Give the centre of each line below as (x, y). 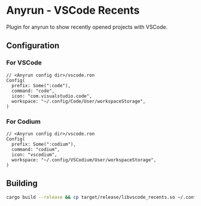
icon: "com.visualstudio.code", (52, 96)
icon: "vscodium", (35, 155)
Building (22, 184)
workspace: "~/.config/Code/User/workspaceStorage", (79, 101)
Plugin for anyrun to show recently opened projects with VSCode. (87, 27)
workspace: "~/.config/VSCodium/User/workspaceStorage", (84, 160)
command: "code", (33, 91)
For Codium (23, 121)
